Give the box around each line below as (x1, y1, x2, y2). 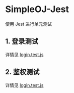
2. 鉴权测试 (5, 68, 40, 76)
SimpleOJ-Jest (5, 4, 69, 15)
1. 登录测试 (5, 37, 39, 46)
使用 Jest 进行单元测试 (5, 21, 52, 27)
